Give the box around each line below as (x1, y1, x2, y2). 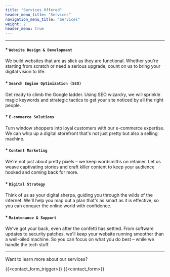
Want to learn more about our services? (5, 256, 88, 262)
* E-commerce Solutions (5, 114, 55, 120)
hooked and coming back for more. (5, 169, 79, 175)
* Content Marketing (5, 147, 48, 153)
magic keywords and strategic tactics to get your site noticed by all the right (5, 97, 163, 103)
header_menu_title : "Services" (5, 12, 71, 17)
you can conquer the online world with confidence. (5, 203, 112, 209)
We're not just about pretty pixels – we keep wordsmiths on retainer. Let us (5, 158, 161, 164)
